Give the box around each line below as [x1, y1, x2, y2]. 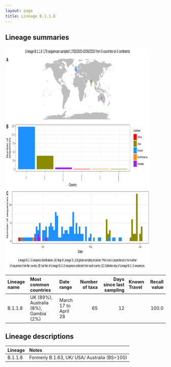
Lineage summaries [5, 33, 70, 42]
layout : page [5, 8, 33, 13]
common [30, 281, 49, 288]
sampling [104, 287, 125, 293]
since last [103, 281, 125, 288]
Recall [150, 279, 164, 285]
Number [80, 279, 98, 285]
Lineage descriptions [5, 332, 74, 341]
